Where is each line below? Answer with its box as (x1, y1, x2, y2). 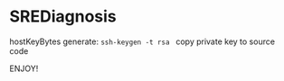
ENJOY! (9, 63, 39, 74)
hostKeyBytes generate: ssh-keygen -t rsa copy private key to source (9, 36, 276, 47)
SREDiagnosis (9, 6, 118, 27)
